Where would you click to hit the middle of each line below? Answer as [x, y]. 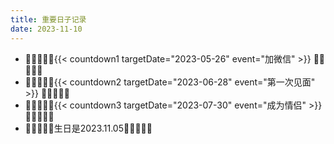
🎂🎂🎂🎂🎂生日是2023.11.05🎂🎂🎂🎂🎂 [88, 128]
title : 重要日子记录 [48, 19]
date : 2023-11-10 [46, 29]
